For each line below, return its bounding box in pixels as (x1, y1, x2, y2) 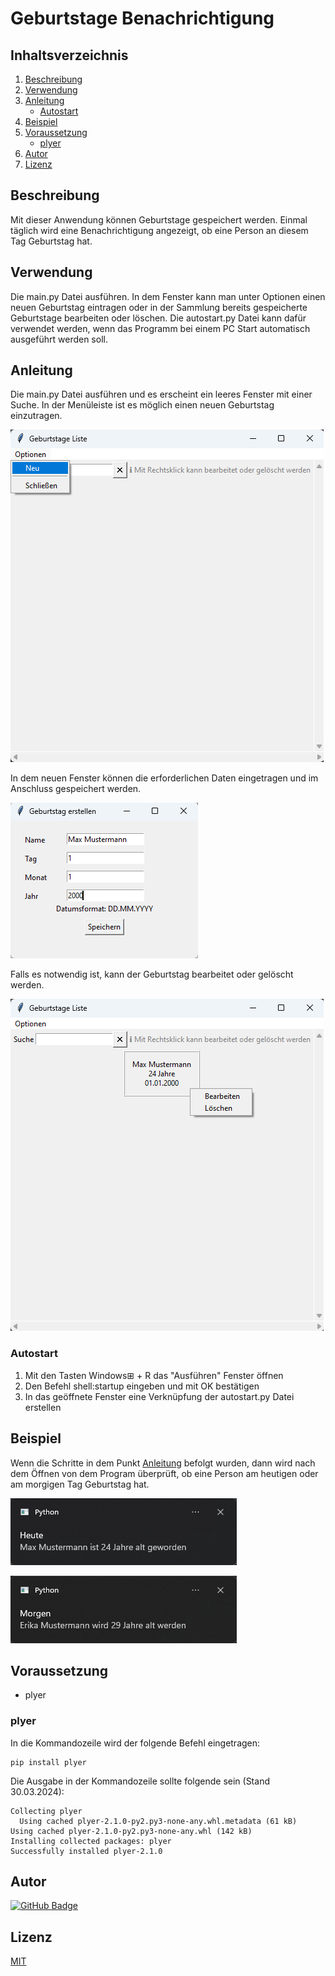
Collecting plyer (10, 1806, 83, 1816)
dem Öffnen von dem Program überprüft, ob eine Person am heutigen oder (10, 1467, 319, 1479)
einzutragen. (10, 410, 63, 422)
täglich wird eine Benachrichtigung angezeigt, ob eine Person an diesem (10, 224, 309, 236)
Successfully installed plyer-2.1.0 (10, 1846, 163, 1856)
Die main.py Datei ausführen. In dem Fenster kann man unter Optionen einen (10, 290, 326, 302)
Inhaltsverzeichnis (10, 47, 129, 64)
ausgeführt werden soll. (10, 333, 108, 345)
